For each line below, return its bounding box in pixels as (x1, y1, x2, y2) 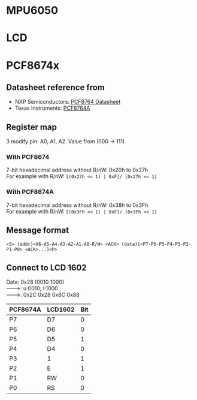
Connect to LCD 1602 (6, 262, 87, 273)
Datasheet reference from (6, 82, 105, 92)
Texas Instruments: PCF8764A (14, 104, 90, 112)
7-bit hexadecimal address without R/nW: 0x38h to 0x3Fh (6, 201, 148, 209)
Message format (6, 225, 69, 236)
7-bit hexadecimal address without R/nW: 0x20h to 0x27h (6, 166, 148, 174)
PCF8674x (6, 58, 60, 72)
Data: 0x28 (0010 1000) (6, 278, 65, 285)
